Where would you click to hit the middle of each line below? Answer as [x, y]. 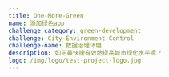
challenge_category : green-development [75, 30]
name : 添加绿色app [37, 23]
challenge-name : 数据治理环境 [55, 46]
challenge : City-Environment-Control [71, 38]
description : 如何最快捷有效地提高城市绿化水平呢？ [85, 53]
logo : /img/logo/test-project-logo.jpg [75, 61]
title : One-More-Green [46, 16]
